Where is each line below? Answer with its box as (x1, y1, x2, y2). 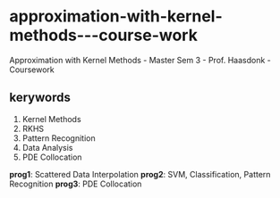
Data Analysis (21, 142, 73, 153)
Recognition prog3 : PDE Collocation (9, 178, 142, 189)
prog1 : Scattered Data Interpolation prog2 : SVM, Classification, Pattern (9, 169, 271, 179)
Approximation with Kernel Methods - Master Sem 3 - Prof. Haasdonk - (9, 54, 271, 65)
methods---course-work (9, 25, 199, 45)
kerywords (9, 90, 72, 105)
